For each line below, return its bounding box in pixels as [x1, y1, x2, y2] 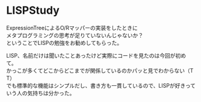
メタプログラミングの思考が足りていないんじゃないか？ [6, 31, 143, 39]
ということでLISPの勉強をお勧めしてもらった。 [6, 39, 123, 46]
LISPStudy [6, 4, 60, 17]
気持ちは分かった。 [26, 89, 75, 97]
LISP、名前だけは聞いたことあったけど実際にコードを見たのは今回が [6, 52, 176, 59]
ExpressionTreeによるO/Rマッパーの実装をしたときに [6, 24, 138, 31]
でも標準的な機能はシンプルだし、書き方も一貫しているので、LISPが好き [6, 82, 185, 89]
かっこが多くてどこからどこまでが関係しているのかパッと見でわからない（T [6, 67, 194, 74]
